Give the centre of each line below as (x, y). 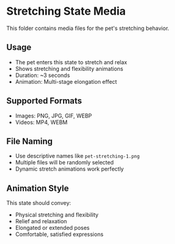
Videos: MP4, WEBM (41, 122)
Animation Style (38, 188)
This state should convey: (39, 203)
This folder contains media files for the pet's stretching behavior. (88, 28)
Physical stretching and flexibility (57, 215)
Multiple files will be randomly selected (65, 163)
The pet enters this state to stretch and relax (71, 62)
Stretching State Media (66, 11)
